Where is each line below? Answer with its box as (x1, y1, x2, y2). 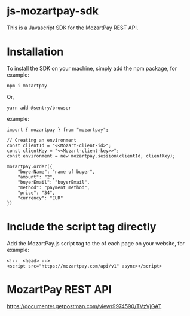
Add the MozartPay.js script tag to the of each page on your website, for (7, 239, 185, 247)
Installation (7, 45, 64, 59)
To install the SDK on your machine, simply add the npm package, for (7, 65, 177, 72)
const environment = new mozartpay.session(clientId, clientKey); (7, 153, 176, 159)
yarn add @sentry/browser (7, 105, 71, 111)
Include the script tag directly (7, 220, 157, 234)
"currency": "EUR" (17, 195, 63, 201)
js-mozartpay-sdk (7, 4, 99, 18)
